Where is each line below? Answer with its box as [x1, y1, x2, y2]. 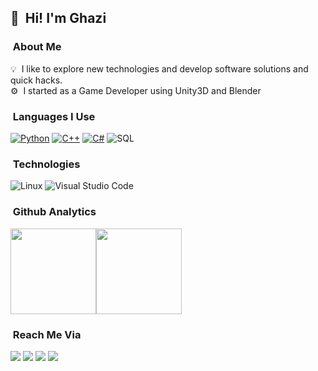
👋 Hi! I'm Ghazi [10, 10, 107, 27]
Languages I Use [12, 109, 96, 123]
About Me [12, 40, 62, 54]
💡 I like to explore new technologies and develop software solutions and [10, 62, 309, 75]
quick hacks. [10, 74, 63, 86]
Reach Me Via [12, 327, 82, 341]
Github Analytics [12, 205, 97, 219]
